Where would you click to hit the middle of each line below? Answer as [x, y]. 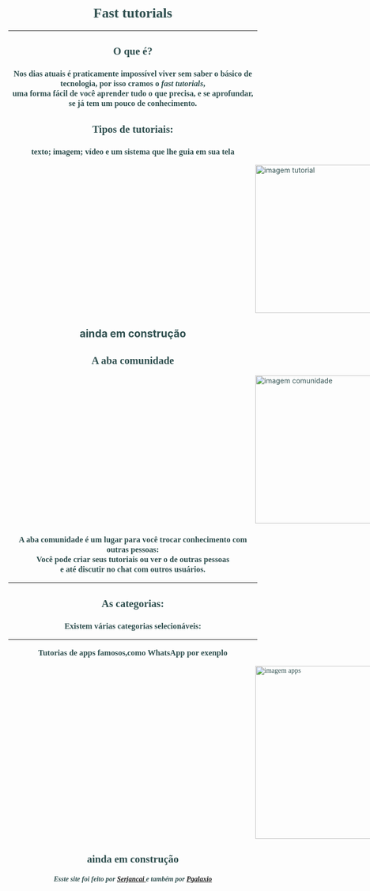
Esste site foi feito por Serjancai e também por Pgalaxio [133, 879]
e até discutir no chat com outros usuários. [133, 570]
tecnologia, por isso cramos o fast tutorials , [133, 84]
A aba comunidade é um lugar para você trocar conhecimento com [133, 540]
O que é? [133, 51]
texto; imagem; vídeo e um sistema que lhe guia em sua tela [133, 151]
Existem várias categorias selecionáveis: [133, 626]
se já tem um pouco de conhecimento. [133, 104]
